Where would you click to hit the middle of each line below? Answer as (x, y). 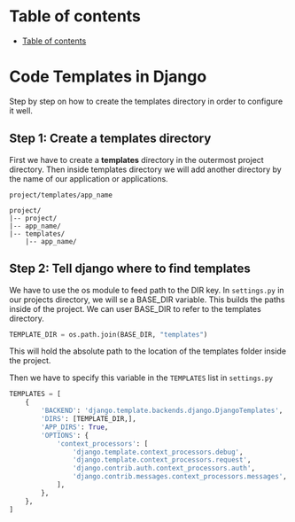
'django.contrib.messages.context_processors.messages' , (180, 477)
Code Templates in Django (108, 77)
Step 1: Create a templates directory (110, 139)
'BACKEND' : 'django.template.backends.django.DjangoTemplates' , (162, 411)
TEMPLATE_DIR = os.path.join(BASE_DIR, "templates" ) (109, 334)
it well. (21, 110)
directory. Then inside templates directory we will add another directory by (145, 169)
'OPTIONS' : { (65, 435)
